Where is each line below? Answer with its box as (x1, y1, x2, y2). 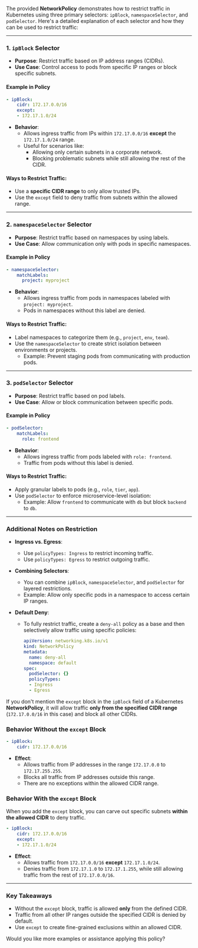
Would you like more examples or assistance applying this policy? (6, 935, 166, 942)
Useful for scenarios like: (23, 143, 84, 149)
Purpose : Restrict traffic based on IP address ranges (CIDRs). (14, 57, 165, 64)
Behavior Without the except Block (6, 725, 106, 733)
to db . (23, 504, 37, 511)
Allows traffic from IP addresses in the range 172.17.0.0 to (23, 761, 166, 768)
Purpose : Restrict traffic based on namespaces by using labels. (14, 234, 170, 241)
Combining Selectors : (14, 567, 70, 574)
